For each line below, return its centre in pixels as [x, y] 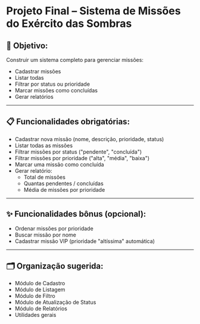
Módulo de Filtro [35, 296]
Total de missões [44, 177]
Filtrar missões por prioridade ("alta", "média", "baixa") [82, 158]
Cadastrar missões [38, 71]
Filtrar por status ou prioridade [52, 84]
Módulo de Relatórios [41, 309]
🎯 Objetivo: [27, 46]
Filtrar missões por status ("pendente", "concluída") [78, 152]
